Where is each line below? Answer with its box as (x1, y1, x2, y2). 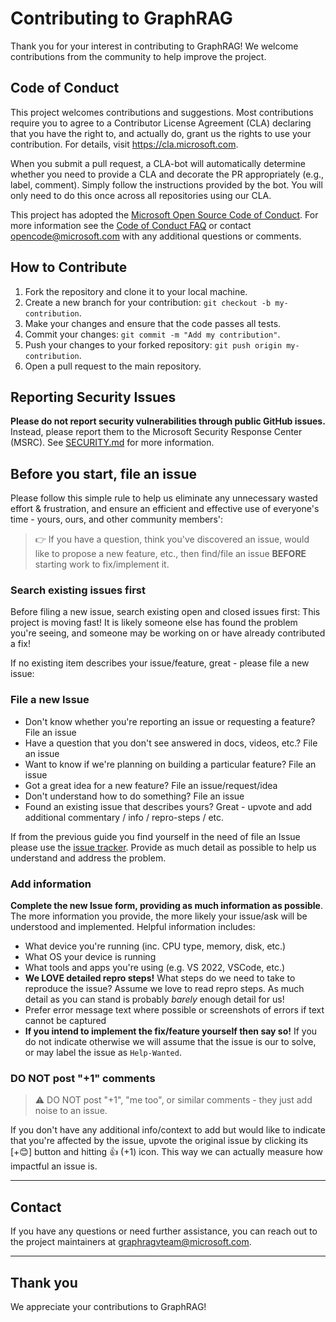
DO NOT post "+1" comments (10, 1072, 156, 1085)
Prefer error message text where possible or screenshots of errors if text (24, 1004, 325, 1016)
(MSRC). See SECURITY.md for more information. (10, 437, 215, 449)
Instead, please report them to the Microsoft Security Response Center (10, 426, 303, 438)
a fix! (10, 638, 32, 650)
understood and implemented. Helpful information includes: (10, 921, 256, 933)
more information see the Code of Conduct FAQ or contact (10, 219, 252, 231)
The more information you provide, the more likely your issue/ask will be (10, 910, 308, 922)
